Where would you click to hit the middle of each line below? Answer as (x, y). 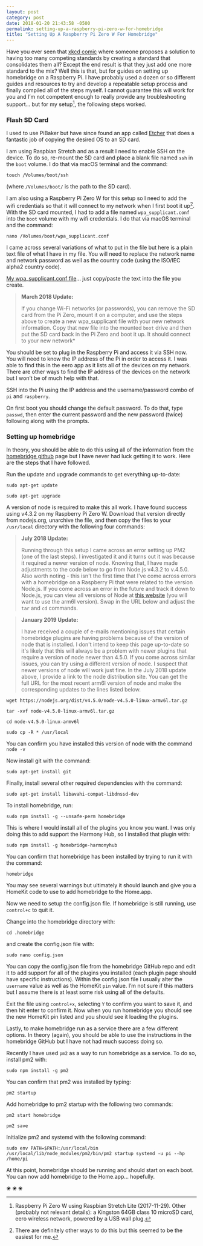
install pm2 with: (27, 1060)
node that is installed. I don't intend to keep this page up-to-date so (105, 645)
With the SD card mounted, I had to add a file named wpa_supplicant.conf (98, 212)
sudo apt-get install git (39, 772)
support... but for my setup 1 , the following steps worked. (76, 104)
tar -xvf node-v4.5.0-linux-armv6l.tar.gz (60, 711)
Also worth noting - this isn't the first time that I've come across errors (108, 576)
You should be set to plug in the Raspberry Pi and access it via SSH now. (97, 352)
